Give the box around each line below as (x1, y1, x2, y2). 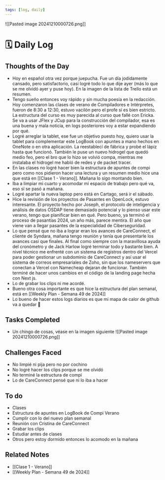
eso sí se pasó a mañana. (12, 186, 64, 192)
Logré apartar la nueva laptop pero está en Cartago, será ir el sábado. (12, 191, 154, 197)
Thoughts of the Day (5, 62, 69, 71)
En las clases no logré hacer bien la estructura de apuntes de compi (12, 164, 150, 171)
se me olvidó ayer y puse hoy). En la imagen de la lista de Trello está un (12, 86, 158, 92)
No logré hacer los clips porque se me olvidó (12, 367, 103, 373)
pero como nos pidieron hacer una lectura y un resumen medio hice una (12, 170, 159, 176)
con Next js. (12, 275, 37, 281)
